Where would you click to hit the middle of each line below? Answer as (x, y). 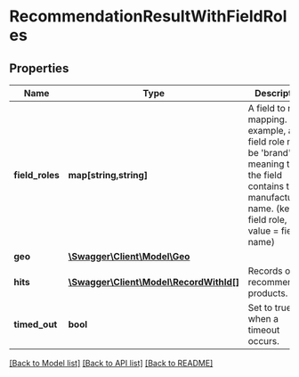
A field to (267, 108)
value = (263, 231)
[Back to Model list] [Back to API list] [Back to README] (111, 363)
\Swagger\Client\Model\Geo (129, 256)
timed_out (36, 324)
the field (265, 175)
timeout (264, 330)
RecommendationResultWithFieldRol (148, 16)
